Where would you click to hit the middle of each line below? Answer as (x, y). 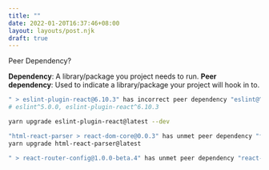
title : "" (25, 16)
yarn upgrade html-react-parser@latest (75, 144)
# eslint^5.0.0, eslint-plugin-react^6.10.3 (84, 107)
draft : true (28, 38)
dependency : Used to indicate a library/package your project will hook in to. (134, 85)
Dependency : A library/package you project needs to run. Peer (112, 76)
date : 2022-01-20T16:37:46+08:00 (64, 23)
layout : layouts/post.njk (51, 30)
